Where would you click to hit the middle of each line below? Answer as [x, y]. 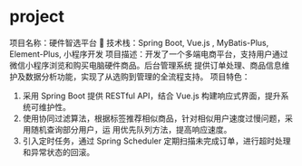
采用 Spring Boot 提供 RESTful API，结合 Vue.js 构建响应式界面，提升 [151, 96]
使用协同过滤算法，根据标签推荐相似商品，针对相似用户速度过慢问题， [154, 118]
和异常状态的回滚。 [58, 152]
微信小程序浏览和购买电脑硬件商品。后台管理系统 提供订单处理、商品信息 [146, 65]
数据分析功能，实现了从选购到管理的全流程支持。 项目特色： [137, 76]
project [37, 17]
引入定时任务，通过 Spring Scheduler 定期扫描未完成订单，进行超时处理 [156, 141]
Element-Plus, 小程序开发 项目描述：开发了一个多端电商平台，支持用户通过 [149, 54]
